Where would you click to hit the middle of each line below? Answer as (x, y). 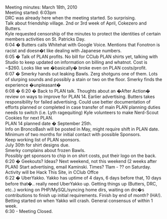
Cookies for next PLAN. (29, 118)
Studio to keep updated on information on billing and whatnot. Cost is (77, 62)
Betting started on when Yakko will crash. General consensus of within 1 (79, 200)
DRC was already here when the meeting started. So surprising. (71, 18)
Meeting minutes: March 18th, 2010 (41, 7)
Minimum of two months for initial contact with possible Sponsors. (73, 134)
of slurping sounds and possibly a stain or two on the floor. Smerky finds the (84, 79)
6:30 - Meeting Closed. (29, 211)
